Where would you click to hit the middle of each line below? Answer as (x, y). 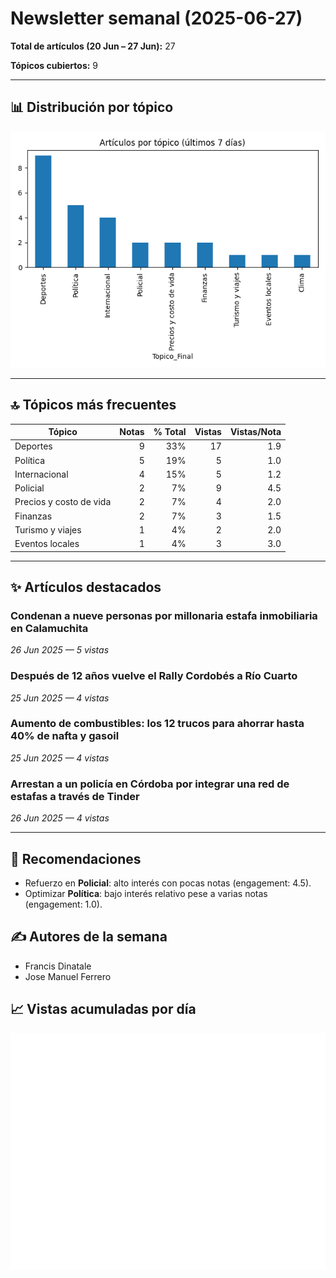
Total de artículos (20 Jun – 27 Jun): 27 (93, 46)
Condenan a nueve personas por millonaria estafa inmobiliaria (164, 615)
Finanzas (33, 516)
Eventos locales (47, 544)
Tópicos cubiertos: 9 (54, 65)
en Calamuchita (49, 628)
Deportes (33, 446)
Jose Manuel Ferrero (68, 976)
